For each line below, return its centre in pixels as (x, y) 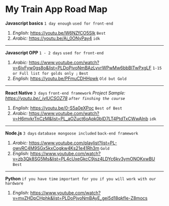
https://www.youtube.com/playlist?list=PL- (73, 143)
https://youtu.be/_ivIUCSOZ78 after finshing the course (65, 98)
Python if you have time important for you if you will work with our (81, 178)
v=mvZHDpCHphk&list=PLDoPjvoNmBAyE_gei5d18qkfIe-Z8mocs (80, 198)
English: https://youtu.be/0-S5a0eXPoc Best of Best (67, 108)
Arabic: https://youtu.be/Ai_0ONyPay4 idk (56, 38)
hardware (14, 183)
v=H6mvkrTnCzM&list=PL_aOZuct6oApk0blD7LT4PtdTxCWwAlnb (80, 119)
